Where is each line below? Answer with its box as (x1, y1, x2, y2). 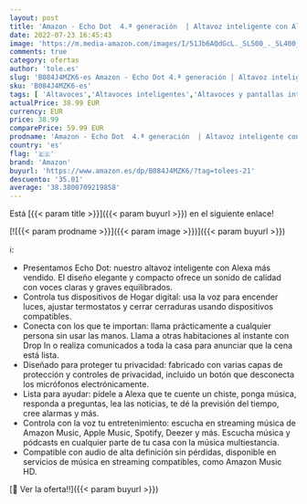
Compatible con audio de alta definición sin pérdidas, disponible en (22, 446, 277, 457)
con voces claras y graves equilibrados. (22, 282, 174, 293)
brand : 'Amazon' (9, 157, 71, 167)
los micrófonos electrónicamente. (22, 379, 149, 390)
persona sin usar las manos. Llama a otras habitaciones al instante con (22, 331, 290, 341)
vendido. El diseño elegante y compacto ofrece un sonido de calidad (22, 272, 281, 283)
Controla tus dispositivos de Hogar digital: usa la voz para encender (22, 291, 279, 302)
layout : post (9, 13, 59, 23)
